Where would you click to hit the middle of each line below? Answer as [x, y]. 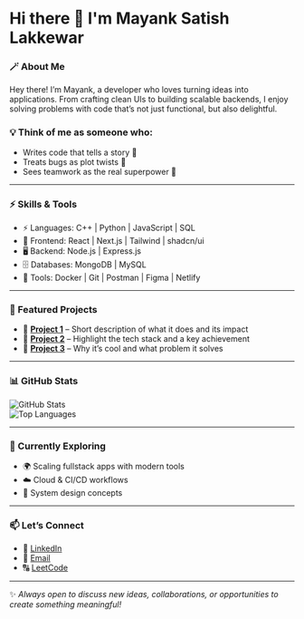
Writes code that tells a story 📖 [80, 152]
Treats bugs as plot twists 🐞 [74, 161]
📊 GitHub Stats [44, 382]
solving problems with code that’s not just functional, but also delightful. [143, 109]
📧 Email [37, 558]
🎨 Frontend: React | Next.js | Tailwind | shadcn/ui [114, 241]
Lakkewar [47, 38]
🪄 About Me [37, 67]
